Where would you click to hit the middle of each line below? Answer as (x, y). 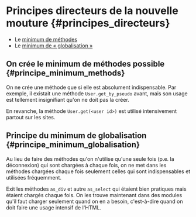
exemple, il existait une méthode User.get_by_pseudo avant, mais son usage (97, 93)
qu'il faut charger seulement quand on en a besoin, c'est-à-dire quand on (94, 201)
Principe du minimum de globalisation (76, 136)
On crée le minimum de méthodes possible (85, 64)
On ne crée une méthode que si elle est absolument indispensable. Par (91, 87)
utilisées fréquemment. (34, 177)
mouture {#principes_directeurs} (88, 23)
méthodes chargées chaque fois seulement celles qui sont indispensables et (98, 171)
